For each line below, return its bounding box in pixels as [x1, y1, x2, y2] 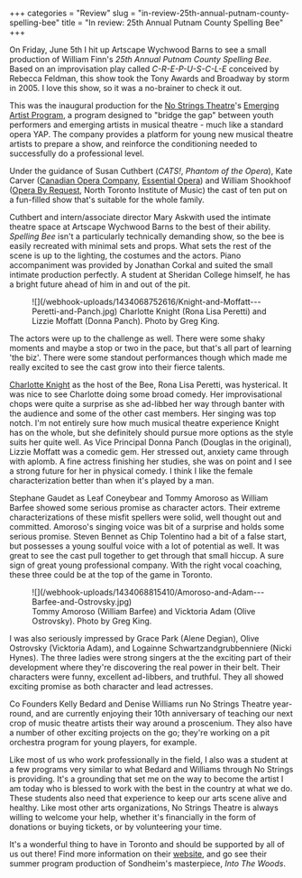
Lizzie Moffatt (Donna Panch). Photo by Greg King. [32, 316, 220, 326]
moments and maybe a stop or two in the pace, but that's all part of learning [9, 343, 292, 353]
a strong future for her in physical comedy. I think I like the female [9, 466, 253, 476]
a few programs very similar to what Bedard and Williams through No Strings [9, 764, 294, 774]
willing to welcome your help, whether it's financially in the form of [9, 812, 257, 822]
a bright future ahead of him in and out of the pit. [9, 279, 191, 290]
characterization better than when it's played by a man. [9, 476, 215, 485]
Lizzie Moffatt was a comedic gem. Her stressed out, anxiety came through [9, 447, 289, 457]
